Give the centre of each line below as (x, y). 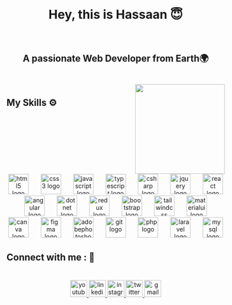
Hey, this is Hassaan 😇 (116, 15)
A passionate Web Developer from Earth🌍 (116, 58)
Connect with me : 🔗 (51, 257)
